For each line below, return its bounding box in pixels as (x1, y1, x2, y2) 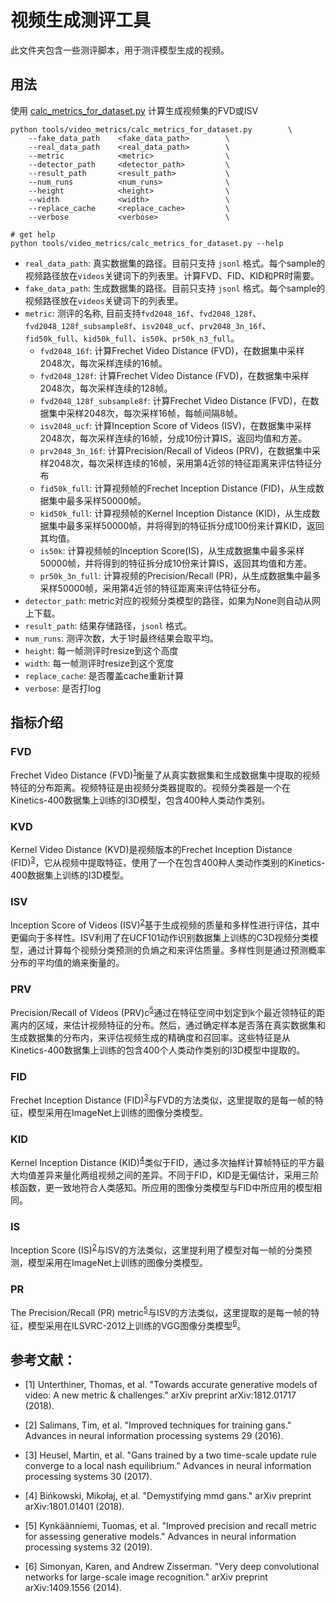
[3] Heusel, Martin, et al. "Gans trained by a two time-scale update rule (24, 1449, 317, 1461)
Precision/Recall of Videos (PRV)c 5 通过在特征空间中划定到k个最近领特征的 (10, 1005, 317, 1018)
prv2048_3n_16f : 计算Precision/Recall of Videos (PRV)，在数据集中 (39, 444, 313, 456)
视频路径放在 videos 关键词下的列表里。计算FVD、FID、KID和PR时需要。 (24, 269, 320, 281)
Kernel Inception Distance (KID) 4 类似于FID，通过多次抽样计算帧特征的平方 (10, 1155, 317, 1168)
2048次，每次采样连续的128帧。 (39, 382, 173, 394)
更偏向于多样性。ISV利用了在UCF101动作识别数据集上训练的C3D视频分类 (10, 932, 310, 943)
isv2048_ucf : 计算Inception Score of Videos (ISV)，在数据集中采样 (39, 419, 312, 431)
